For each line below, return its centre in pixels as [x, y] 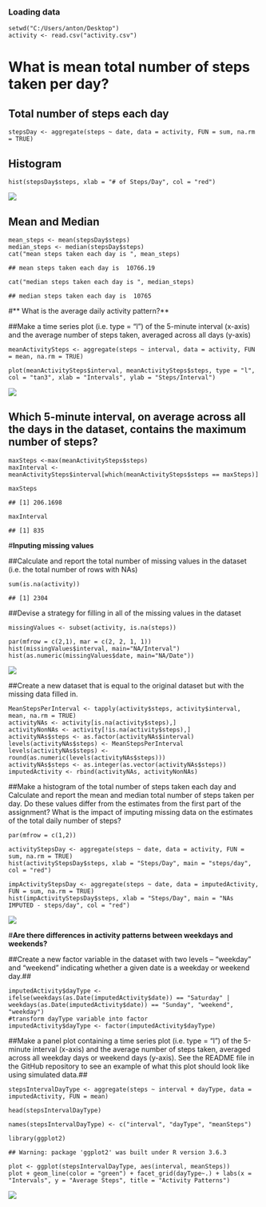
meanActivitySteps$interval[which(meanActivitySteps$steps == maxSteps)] [134, 475]
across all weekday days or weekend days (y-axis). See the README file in [131, 1057]
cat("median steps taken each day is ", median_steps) [101, 282]
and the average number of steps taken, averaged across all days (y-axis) [130, 335]
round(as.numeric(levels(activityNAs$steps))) [87, 758]
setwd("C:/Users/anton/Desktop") [64, 29]
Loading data [34, 12]
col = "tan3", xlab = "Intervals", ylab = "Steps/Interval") [112, 377]
